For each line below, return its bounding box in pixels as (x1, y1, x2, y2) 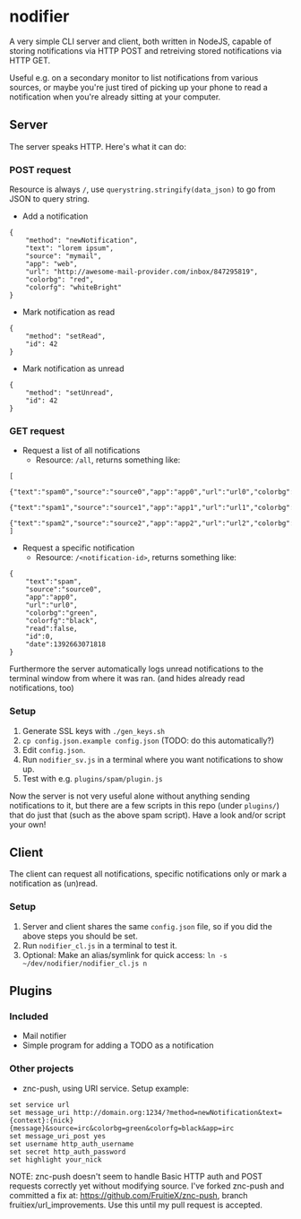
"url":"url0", (25, 601, 78, 610)
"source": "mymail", (25, 252, 102, 261)
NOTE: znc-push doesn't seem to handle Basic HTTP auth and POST (9, 1171, 263, 1181)
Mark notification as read (21, 307, 116, 317)
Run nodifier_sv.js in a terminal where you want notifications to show (21, 754, 284, 765)
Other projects (9, 1062, 74, 1075)
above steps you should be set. (21, 930, 139, 941)
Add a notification (21, 211, 89, 221)
